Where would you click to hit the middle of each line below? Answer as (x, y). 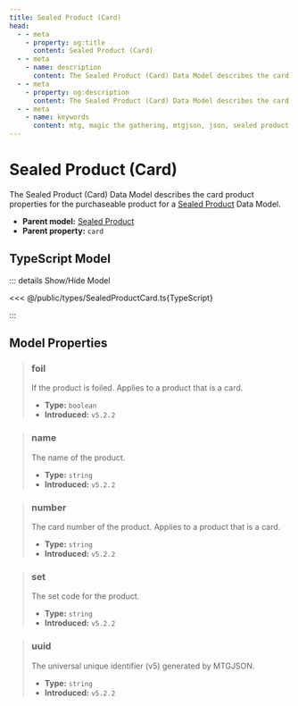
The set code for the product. (85, 596)
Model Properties (58, 344)
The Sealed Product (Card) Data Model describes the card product (132, 194)
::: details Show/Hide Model (60, 280)
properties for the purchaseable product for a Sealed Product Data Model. (145, 204)
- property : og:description (77, 92)
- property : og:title (65, 42)
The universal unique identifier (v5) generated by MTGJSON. (143, 666)
